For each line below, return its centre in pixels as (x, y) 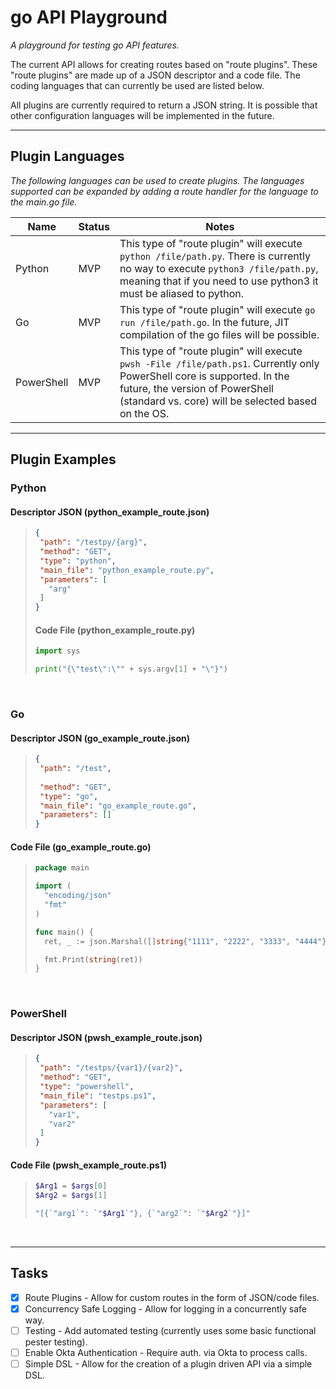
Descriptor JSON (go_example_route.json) (100, 738)
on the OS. (144, 413)
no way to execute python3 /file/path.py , (219, 268)
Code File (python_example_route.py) (115, 630)
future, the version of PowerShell (196, 388)
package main (62, 868)
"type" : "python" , (78, 561)
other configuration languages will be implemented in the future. (142, 115)
